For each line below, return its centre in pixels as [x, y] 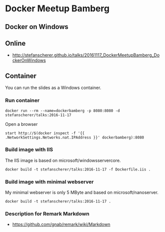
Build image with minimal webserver [49, 181]
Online [16, 43]
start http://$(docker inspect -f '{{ [45, 133]
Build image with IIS [29, 149]
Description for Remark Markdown [47, 214]
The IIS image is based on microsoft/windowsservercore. [63, 160]
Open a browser [21, 124]
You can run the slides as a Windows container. [53, 88]
